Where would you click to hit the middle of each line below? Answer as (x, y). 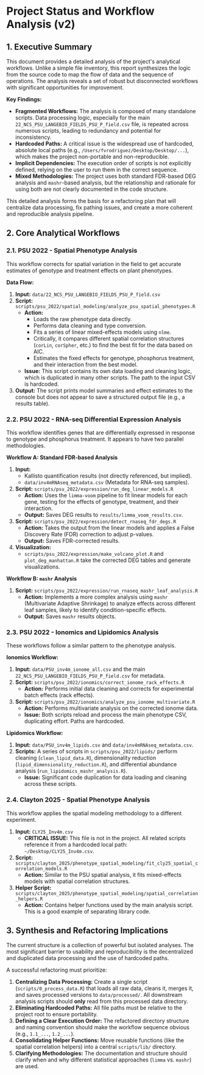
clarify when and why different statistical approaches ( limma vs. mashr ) (103, 1060)
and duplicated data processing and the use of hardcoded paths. (88, 958)
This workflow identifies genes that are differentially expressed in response (101, 432)
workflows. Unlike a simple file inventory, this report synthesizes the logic (99, 68)
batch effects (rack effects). (59, 695)
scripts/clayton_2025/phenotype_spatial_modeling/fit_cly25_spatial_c (107, 863)
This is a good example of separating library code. (87, 911)
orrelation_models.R (41, 869)
